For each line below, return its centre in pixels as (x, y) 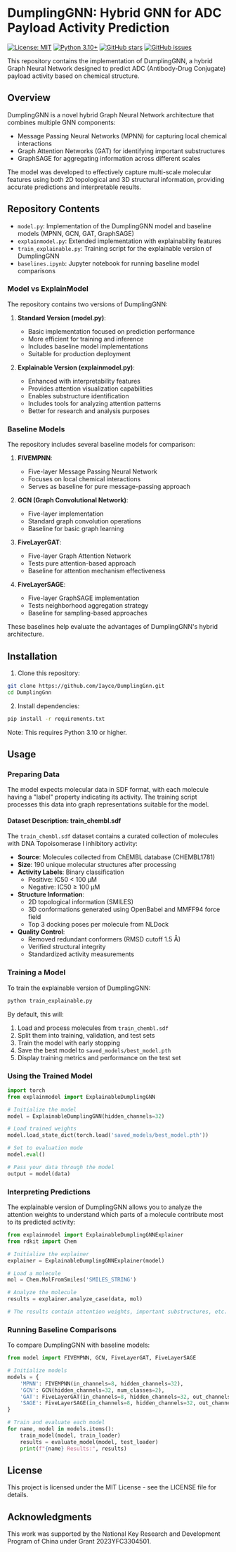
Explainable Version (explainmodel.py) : (76, 367)
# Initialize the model (42, 1109)
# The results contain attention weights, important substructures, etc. (118, 1312)
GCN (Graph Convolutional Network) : (73, 500)
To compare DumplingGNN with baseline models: (79, 1345)
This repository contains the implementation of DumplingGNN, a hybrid (110, 60)
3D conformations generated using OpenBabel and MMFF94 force (124, 909)
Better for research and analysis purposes (89, 411)
